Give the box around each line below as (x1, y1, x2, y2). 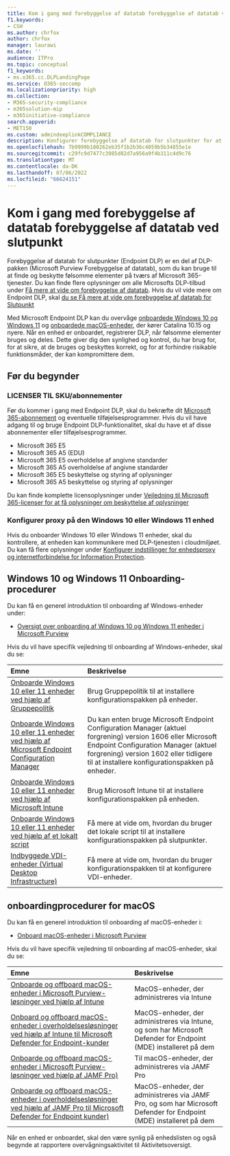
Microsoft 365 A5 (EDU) (16, 449, 85, 456)
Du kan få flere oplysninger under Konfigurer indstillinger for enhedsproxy (7, 545, 216, 554)
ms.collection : (7, 93, 51, 100)
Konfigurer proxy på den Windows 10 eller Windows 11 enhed (7, 515, 214, 525)
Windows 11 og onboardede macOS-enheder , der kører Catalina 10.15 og (7, 321, 211, 330)
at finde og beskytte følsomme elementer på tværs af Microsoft (7, 271, 186, 280)
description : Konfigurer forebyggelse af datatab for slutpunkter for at (7, 138, 222, 145)
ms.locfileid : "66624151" (7, 175, 81, 182)
